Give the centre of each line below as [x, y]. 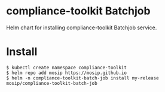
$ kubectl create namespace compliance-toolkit [67, 68]
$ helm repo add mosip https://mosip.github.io [67, 73]
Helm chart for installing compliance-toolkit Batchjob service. [82, 27]
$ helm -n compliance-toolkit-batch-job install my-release [83, 78]
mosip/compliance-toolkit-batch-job [52, 83]
